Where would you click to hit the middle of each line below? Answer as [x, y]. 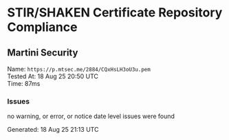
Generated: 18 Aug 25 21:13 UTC [53, 130]
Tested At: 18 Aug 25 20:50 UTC [53, 76]
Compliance [42, 27]
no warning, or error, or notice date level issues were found [91, 116]
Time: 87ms [24, 83]
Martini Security [43, 52]
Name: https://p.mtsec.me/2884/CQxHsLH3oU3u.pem [79, 69]
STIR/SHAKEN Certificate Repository [115, 13]
